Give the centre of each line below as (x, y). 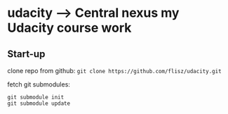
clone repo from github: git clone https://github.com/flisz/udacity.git (115, 71)
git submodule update (39, 103)
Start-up (26, 54)
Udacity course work (69, 28)
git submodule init (36, 97)
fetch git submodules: (39, 84)
